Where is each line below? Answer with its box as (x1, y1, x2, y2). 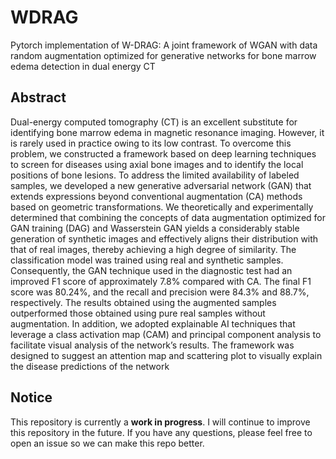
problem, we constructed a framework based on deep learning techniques (10, 147, 317, 160)
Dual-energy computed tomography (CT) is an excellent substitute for (10, 116, 298, 128)
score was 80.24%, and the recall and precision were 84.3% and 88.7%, (10, 286, 310, 298)
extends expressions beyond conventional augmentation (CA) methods (10, 190, 303, 202)
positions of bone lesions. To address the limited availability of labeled (10, 169, 300, 181)
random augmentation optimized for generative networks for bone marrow (10, 49, 317, 61)
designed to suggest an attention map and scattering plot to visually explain (10, 349, 323, 361)
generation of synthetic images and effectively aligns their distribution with (10, 232, 319, 245)
